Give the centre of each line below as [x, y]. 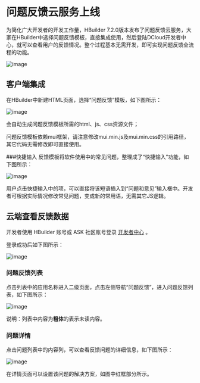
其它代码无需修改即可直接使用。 [45, 144]
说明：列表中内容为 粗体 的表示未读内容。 [56, 319]
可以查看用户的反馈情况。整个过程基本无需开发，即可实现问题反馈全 [105, 45]
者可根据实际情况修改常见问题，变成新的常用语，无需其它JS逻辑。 [87, 196]
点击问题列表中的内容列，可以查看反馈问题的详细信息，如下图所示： [90, 350]
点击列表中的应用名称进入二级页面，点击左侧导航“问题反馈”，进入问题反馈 [97, 287]
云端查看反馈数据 [37, 217]
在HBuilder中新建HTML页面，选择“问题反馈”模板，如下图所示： [84, 99]
